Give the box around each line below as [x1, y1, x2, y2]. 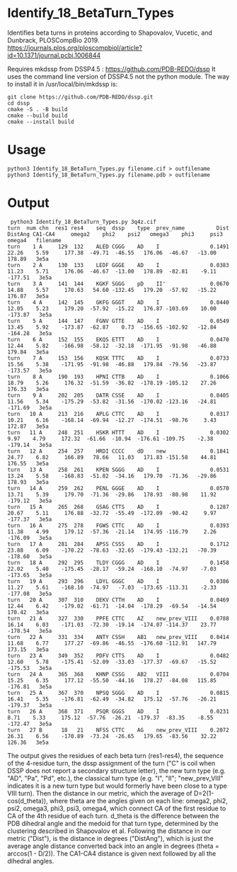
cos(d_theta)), [7, 796, 48, 805]
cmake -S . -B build [7, 106, 69, 113]
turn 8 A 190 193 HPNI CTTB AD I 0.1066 [7, 373, 230, 380]
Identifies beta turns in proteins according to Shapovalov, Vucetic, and [7, 28, 212, 37]
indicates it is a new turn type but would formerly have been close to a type [7, 781, 228, 790]
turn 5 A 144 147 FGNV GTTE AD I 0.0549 [7, 317, 230, 324]
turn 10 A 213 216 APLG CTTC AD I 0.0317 [7, 410, 230, 417]
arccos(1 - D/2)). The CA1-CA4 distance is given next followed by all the [7, 849, 216, 858]
